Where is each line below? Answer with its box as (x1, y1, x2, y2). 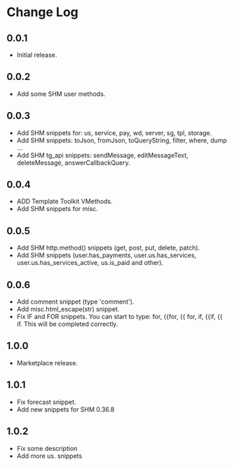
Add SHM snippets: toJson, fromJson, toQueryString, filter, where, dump (16, 136, 227, 144)
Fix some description (16, 444, 78, 452)
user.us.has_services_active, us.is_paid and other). (16, 259, 164, 267)
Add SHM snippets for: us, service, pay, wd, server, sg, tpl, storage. (16, 128, 212, 137)
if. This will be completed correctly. (16, 320, 118, 328)
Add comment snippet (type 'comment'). (16, 297, 135, 306)
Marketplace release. (16, 358, 78, 367)
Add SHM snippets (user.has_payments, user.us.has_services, (16, 251, 197, 259)
